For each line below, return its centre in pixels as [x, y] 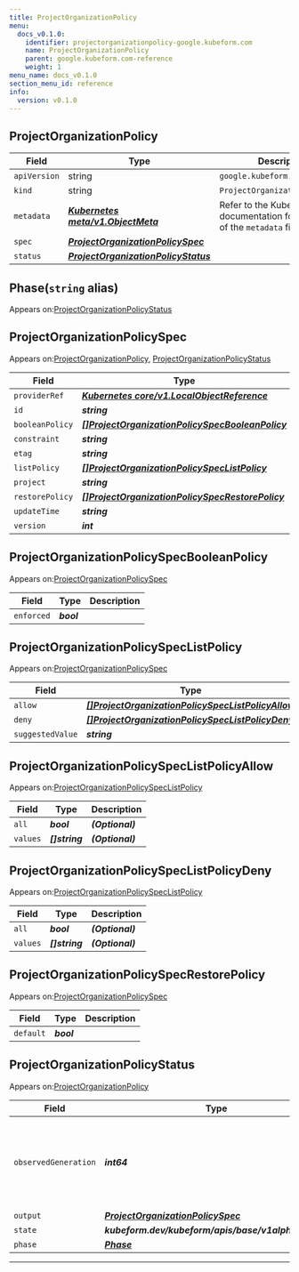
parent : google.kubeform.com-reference [99, 59]
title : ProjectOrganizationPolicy [73, 17]
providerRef [39, 395]
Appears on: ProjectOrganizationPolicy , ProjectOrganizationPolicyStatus [140, 358]
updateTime [36, 511]
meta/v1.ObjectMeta [113, 221]
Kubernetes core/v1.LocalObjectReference [175, 395]
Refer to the [244, 205]
